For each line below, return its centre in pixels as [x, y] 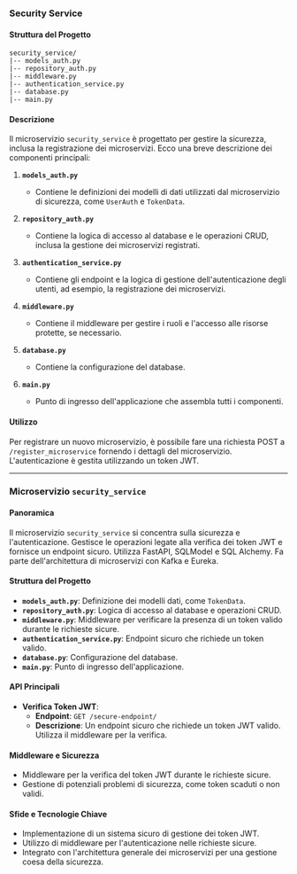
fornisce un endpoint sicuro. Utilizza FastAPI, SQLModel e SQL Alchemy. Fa [147, 551]
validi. [33, 794]
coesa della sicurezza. [63, 862]
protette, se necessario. [78, 333]
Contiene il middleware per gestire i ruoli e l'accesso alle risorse [152, 324]
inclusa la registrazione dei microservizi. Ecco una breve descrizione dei [141, 148]
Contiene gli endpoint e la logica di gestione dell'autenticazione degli [160, 280]
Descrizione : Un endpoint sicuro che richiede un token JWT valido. [158, 726]
